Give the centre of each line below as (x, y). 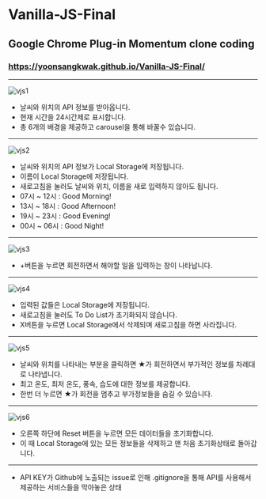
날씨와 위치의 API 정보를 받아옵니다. (75, 107)
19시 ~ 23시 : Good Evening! (65, 216)
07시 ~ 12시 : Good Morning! (66, 196)
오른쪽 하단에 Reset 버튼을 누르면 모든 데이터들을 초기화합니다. (116, 433)
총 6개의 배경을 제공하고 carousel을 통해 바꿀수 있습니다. (108, 127)
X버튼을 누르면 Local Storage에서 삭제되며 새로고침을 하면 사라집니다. (128, 324)
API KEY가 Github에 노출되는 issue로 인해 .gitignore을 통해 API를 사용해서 (135, 477)
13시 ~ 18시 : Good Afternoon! (68, 206)
